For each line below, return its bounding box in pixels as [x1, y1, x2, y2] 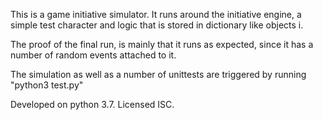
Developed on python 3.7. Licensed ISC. [10, 99, 175, 110]
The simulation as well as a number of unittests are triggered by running [10, 69, 307, 80]
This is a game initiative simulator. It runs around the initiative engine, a [10, 9, 302, 20]
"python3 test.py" [10, 79, 84, 91]
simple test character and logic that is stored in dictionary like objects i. [10, 19, 304, 31]
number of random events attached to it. [10, 49, 177, 61]
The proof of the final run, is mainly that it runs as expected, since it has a [10, 39, 314, 50]
